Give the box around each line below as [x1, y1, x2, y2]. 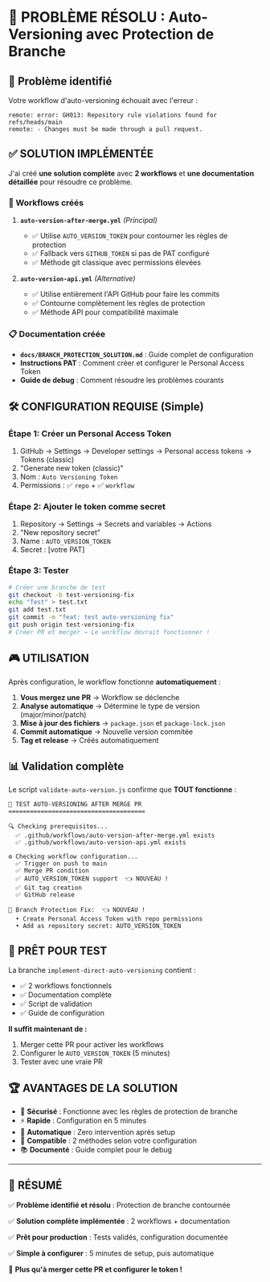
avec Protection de [85, 25, 215, 43]
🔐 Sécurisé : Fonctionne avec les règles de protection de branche [19, 1107, 239, 1116]
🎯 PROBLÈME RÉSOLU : [8, 8, 166, 27]
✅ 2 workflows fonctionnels [19, 981, 112, 991]
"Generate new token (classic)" [19, 464, 125, 473]
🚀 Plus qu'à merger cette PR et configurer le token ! [8, 1264, 183, 1274]
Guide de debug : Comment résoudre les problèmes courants [19, 375, 224, 385]
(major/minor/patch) [19, 709, 87, 719]
